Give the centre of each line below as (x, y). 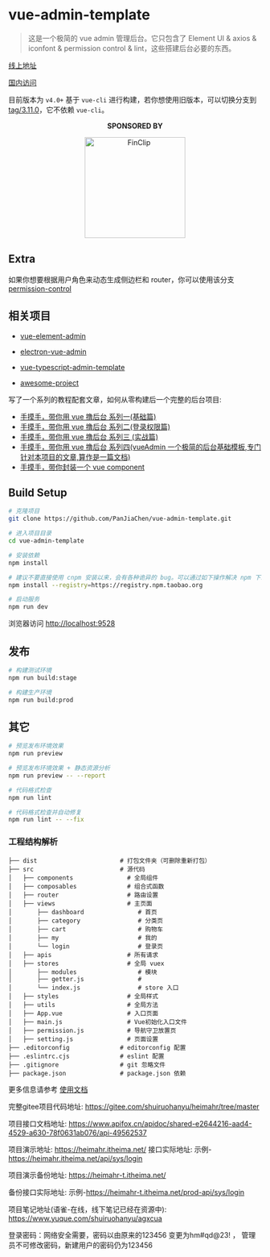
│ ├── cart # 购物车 (86, 929)
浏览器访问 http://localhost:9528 (62, 623)
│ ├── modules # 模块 (83, 972)
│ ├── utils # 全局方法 (84, 1005)
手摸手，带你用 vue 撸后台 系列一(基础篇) (88, 416)
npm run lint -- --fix (46, 820)
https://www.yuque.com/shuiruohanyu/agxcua (85, 1218)
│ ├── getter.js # (75, 979)
